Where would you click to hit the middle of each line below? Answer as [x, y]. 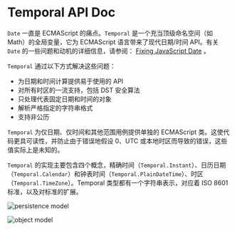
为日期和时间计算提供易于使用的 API [70, 81]
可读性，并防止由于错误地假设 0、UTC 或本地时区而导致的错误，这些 [127, 140]
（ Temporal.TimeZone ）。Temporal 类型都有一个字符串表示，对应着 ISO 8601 [118, 183]
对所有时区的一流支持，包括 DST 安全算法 [79, 90]
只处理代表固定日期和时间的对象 [64, 99]
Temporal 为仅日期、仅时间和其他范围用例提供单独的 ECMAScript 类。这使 [115, 132]
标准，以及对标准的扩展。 [45, 191]
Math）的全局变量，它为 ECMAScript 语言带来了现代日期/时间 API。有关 [113, 42]
